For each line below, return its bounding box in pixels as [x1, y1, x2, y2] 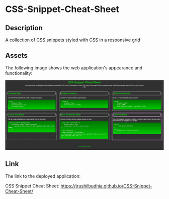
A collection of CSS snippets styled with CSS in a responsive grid [5, 37, 140, 43]
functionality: [5, 70, 33, 76]
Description [5, 24, 43, 32]
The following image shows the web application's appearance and [5, 64, 143, 71]
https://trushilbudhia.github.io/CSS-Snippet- [60, 182, 152, 189]
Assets [5, 51, 28, 60]
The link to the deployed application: [5, 173, 81, 179]
